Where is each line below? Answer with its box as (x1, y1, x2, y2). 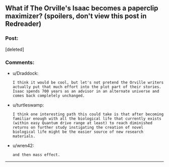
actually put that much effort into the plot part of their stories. (12, 84, 162, 90)
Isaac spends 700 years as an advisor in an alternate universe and (12, 89, 159, 94)
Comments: (5, 59, 35, 66)
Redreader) (5, 20, 42, 28)
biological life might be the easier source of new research (12, 129, 144, 134)
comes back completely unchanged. (12, 93, 85, 98)
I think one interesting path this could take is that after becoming (12, 112, 164, 117)
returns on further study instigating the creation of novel (12, 125, 144, 130)
